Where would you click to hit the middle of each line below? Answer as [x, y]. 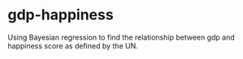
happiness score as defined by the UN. [73, 45]
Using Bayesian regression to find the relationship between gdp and [121, 37]
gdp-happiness [61, 15]
